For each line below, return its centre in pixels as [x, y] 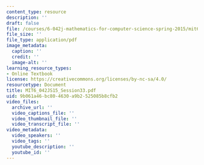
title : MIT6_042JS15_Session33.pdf [51, 91]
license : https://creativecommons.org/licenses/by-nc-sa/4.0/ [87, 79]
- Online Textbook [29, 74]
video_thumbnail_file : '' [45, 118]
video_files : [23, 102]
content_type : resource [36, 12]
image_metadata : [27, 46]
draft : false [23, 23]
